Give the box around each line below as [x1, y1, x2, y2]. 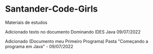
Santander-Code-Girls [5, 3, 98, 15]
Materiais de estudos [5, 19, 47, 25]
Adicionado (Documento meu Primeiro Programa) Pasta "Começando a [5, 38, 148, 44]
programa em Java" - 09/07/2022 [5, 43, 73, 49]
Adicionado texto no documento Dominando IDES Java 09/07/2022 [5, 29, 141, 35]
